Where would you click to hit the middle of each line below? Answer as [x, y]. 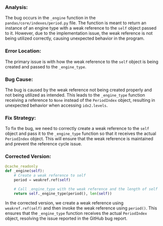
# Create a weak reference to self [50, 176]
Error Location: [23, 51]
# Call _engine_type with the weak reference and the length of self [86, 189]
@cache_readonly [21, 166]
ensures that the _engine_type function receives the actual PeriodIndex [76, 213]
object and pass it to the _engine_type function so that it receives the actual [81, 134]
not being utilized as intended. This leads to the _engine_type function [75, 95]
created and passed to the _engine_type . [46, 66]
